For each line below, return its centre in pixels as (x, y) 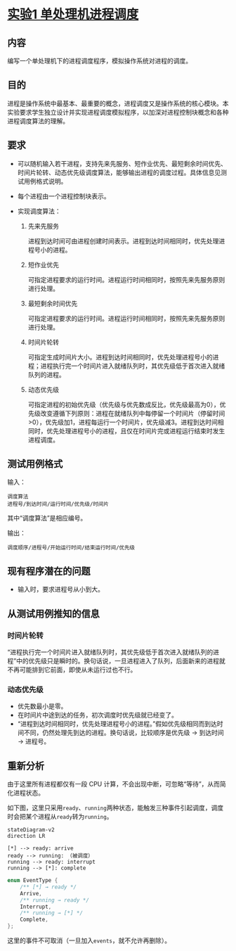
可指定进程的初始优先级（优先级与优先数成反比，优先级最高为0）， (124, 404)
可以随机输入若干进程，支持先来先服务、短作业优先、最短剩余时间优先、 (122, 163)
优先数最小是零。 (42, 706)
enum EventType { (33, 881)
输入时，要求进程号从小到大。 (60, 589)
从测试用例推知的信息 (53, 614)
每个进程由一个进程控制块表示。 (64, 196)
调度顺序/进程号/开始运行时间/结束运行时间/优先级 (71, 548)
